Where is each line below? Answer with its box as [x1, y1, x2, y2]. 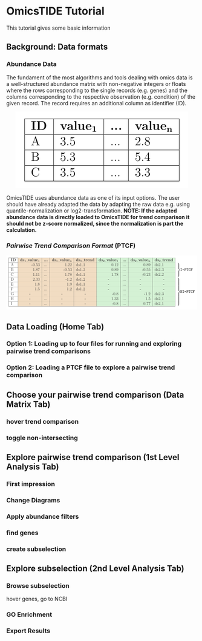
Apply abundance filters [6, 512, 79, 521]
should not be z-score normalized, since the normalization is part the [6, 220, 184, 227]
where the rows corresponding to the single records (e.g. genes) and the [6, 87, 187, 94]
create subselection [6, 545, 67, 553]
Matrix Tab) [6, 399, 51, 409]
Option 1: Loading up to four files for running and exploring [6, 340, 182, 348]
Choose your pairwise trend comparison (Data [6, 389, 184, 400]
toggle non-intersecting [6, 433, 78, 442]
